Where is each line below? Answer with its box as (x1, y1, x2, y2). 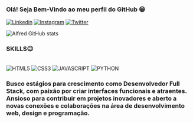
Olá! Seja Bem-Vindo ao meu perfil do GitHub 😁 (6, 5, 146, 14)
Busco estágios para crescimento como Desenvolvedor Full (6, 79, 180, 88)
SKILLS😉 (6, 45, 34, 53)
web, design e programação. (6, 109, 90, 117)
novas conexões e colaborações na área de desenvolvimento (6, 102, 185, 110)
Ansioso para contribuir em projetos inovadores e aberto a (6, 94, 177, 102)
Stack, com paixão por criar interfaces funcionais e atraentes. (6, 87, 187, 95)
